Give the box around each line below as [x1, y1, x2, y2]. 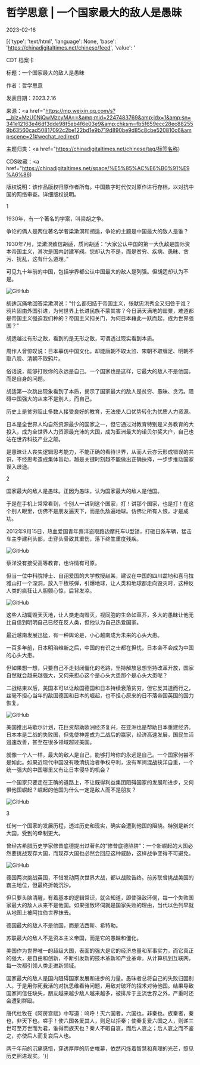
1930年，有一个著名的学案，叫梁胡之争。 [6, 215, 107, 222]
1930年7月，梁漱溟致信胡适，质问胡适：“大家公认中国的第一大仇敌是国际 [6, 240, 185, 247]
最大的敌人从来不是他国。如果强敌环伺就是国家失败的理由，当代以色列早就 [11, 901, 194, 909]
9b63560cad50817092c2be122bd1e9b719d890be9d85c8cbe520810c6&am [6, 127, 192, 134]
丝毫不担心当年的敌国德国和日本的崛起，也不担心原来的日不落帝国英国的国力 [6, 691, 194, 699]
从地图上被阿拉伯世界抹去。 [6, 909, 74, 916]
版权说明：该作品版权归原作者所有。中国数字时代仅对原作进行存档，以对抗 [6, 183, 189, 190]
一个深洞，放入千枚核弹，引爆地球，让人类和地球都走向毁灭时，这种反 [21, 579, 194, 586]
